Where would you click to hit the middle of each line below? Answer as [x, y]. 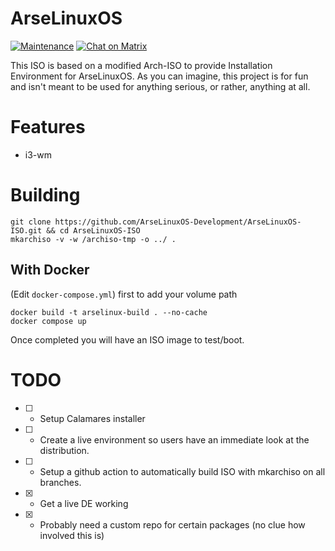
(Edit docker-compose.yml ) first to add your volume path [124, 294]
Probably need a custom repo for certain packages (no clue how [172, 524]
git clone [31, 222]
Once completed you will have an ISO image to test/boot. [127, 339]
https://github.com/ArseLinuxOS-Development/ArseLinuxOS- [178, 222]
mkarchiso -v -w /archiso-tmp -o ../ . [93, 239]
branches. [60, 482]
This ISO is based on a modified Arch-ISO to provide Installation [141, 65]
